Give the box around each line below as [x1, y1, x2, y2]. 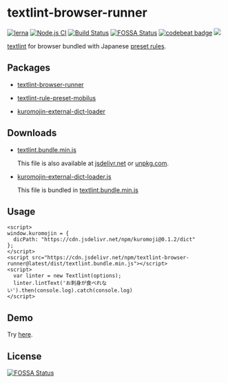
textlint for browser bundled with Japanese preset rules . [7, 41, 167, 50]
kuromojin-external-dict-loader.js [17, 172, 112, 180]
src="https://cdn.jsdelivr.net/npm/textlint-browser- [32, 254, 189, 261]
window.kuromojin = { [7, 230, 70, 237]
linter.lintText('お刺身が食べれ [13, 280, 102, 287]
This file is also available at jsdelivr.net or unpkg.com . [17, 159, 169, 167]
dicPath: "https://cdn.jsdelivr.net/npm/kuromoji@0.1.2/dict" [13, 236, 196, 243]
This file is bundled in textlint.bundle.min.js [17, 185, 139, 194]
